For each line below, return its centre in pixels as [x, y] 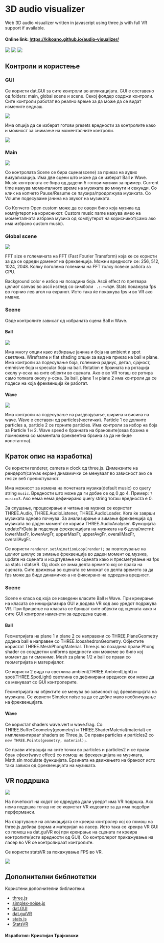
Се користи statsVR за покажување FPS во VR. [54, 852]
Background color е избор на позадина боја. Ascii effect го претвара [76, 282]
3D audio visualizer [45, 9]
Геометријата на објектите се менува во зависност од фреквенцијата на [81, 692]
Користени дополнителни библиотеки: [45, 888]
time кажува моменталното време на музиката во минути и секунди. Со [81, 188]
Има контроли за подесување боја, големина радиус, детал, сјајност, [78, 362]
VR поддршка [27, 781]
